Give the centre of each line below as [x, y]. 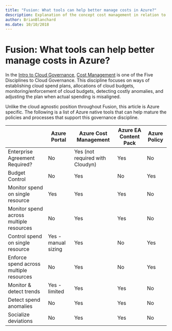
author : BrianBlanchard [31, 20]
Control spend [25, 237]
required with [90, 158]
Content [130, 137]
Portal [59, 140]
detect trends [24, 291]
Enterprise [20, 152]
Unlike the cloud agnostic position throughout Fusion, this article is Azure [82, 107]
